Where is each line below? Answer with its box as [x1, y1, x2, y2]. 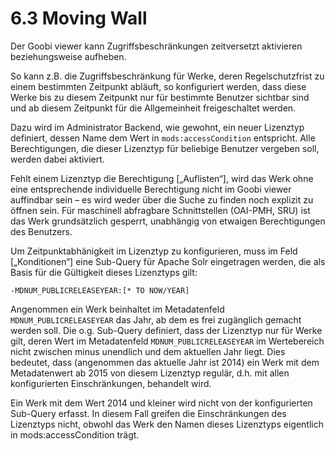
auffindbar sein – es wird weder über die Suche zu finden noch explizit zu [10, 193, 314, 206]
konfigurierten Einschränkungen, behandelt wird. [10, 377, 212, 389]
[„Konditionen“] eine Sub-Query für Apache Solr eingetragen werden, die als [10, 255, 326, 267]
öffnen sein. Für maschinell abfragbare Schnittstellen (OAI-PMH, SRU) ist [10, 204, 311, 216]
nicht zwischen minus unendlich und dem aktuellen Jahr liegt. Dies [10, 345, 286, 357]
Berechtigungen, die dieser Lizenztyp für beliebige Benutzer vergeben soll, [10, 142, 320, 154]
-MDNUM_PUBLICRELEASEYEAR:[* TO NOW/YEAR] [10, 285, 190, 296]
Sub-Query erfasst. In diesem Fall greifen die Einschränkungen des [10, 407, 287, 419]
